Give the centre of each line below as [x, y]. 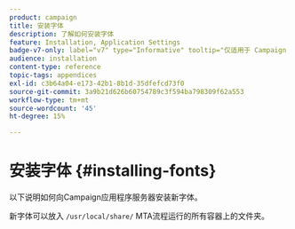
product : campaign [43, 17]
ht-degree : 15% [37, 116]
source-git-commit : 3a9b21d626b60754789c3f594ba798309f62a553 [127, 91]
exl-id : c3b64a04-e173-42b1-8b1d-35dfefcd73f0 [97, 83]
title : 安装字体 [36, 26]
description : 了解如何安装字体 [62, 34]
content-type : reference [55, 67]
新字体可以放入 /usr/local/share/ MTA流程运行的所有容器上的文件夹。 [139, 216]
